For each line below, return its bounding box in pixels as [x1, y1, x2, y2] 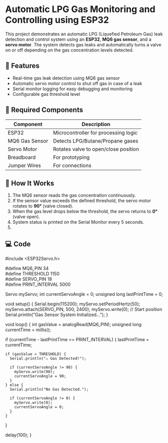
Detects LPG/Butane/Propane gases [53, 137, 138, 144]
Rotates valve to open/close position [53, 145, 139, 152]
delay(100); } [5, 432, 32, 438]
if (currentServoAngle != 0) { [10, 396, 75, 401]
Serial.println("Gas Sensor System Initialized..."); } [5, 311, 108, 318]
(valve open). [12, 214, 40, 220]
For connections [53, 162, 92, 169]
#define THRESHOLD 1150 [5, 271, 59, 277]
